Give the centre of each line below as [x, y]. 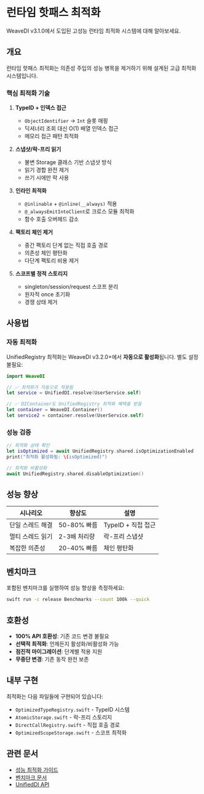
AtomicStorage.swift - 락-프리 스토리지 [64, 717]
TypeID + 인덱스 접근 [41, 108]
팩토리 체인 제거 [34, 232]
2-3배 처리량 [76, 537]
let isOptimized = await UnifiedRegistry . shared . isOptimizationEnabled [100, 451]
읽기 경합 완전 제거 [47, 170]
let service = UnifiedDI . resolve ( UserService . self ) [74, 393]
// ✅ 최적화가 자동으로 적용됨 [40, 387]
